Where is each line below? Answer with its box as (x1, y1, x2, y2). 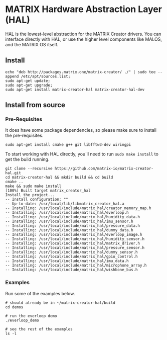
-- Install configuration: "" (5, 197, 69, 202)
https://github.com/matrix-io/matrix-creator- (54, 166, 154, 172)
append (5, 74, 19, 79)
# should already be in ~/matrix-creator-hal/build (5, 300, 115, 305)
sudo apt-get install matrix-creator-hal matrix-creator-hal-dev (5, 87, 144, 92)
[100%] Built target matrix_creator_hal (5, 188, 91, 193)
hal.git (5, 171, 22, 176)
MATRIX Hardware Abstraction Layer (5, 4, 162, 15)
